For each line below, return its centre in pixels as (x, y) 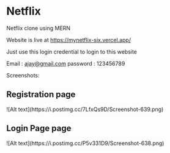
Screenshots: (23, 75)
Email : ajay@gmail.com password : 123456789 (66, 63)
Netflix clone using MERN (39, 28)
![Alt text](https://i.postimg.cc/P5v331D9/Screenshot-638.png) (85, 143)
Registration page (41, 95)
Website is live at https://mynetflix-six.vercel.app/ (69, 40)
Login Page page (39, 128)
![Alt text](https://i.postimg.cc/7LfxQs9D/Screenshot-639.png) (85, 109)
